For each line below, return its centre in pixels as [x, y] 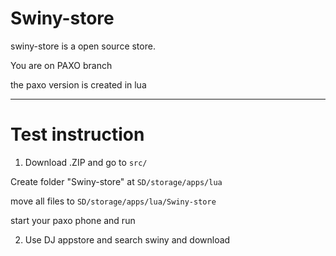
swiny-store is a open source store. [83, 46]
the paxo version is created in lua [78, 84]
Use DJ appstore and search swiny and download [127, 239]
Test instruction [77, 134]
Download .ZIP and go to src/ [86, 162]
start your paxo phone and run [73, 220]
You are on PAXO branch [61, 65]
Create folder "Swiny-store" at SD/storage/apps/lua [116, 181]
